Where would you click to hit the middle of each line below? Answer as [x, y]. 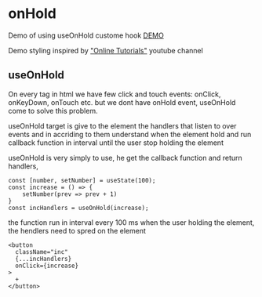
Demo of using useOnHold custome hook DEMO [86, 35]
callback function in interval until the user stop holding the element [116, 143]
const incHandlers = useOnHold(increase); [78, 208]
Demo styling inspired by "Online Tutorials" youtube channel [106, 50]
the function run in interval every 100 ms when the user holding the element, [131, 222]
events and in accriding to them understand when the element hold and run [130, 134]
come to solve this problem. [53, 110]
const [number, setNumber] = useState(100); [82, 180]
